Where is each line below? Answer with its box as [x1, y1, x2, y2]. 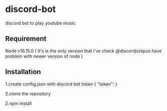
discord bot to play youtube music [5, 20, 76, 26]
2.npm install [5, 100, 32, 106]
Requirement [5, 34, 47, 43]
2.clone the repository [5, 90, 51, 96]
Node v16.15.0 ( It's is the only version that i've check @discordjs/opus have [5, 47, 162, 53]
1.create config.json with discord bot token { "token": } [5, 81, 118, 87]
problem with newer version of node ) [5, 53, 83, 59]
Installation [5, 67, 41, 76]
